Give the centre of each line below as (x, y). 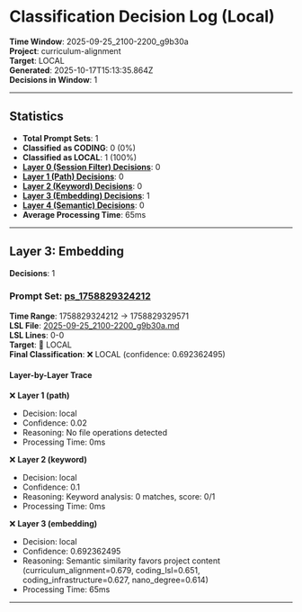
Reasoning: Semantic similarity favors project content (121, 561)
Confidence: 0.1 (51, 487)
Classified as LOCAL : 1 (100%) (80, 157)
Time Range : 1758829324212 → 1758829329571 (99, 316)
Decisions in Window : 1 (53, 79)
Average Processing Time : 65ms (84, 214)
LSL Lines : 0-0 (37, 335)
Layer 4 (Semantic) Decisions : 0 (83, 205)
